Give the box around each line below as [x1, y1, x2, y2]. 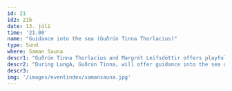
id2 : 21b [7, 16, 32, 23]
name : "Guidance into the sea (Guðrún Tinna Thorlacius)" [7, 36, 177, 42]
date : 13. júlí [7, 23, 51, 29]
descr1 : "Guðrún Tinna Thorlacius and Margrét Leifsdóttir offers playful [7, 55, 227, 62]
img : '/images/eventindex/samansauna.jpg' [7, 73, 131, 81]
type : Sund [7, 42, 39, 49]
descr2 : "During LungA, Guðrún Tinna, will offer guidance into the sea [7, 61, 221, 68]
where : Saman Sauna [7, 49, 64, 55]
